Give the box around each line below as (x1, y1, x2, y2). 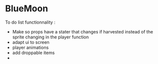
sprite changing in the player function (12, 34, 89, 40)
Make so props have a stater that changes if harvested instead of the (12, 29, 154, 34)
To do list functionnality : (5, 19, 55, 25)
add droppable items (12, 50, 55, 56)
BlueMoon (5, 3, 49, 14)
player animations (12, 44, 49, 50)
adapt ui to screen (12, 39, 50, 45)
